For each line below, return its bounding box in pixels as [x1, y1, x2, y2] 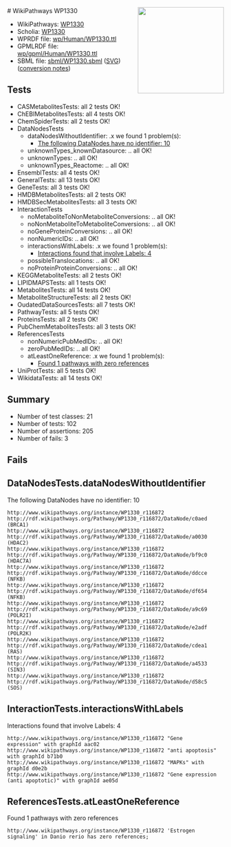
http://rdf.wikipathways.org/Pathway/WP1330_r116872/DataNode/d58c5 [7, 678, 208, 685]
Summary [7, 393, 50, 406]
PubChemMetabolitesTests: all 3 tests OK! [16, 322, 136, 331]
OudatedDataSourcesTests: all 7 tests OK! [16, 300, 135, 309]
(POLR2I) [7, 612, 32, 619]
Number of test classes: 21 [16, 412, 93, 420]
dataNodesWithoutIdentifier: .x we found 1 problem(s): [27, 131, 181, 140]
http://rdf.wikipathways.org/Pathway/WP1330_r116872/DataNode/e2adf [7, 624, 208, 631]
